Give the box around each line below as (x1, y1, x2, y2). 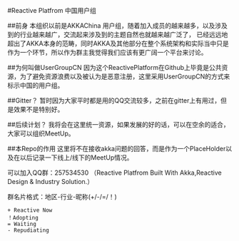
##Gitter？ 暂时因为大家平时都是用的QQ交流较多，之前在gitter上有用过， (7, 96, 221, 105)
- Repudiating (7, 227, 50, 234)
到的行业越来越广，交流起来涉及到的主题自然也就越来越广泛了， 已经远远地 (7, 31, 228, 39)
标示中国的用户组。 (7, 81, 64, 89)
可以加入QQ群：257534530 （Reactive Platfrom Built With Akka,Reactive (7, 168, 223, 177)
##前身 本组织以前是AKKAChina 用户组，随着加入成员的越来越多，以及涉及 (7, 21, 228, 30)
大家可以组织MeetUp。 (7, 129, 75, 138)
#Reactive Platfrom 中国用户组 (7, 6, 96, 14)
